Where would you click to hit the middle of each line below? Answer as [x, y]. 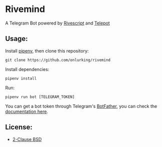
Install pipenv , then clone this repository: [47, 50]
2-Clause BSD [27, 139]
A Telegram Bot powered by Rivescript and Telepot [57, 23]
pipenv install [21, 78]
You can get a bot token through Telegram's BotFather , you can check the [81, 106]
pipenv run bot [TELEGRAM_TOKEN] [40, 97]
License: [19, 127]
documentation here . [27, 111]
